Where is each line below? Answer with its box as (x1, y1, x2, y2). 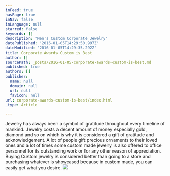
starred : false (5, 27, 38, 32)
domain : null (10, 83, 38, 88)
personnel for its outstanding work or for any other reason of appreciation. (5, 148, 161, 154)
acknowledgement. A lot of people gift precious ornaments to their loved (5, 137, 158, 143)
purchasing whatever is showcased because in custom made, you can (5, 159, 153, 165)
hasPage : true (5, 12, 36, 17)
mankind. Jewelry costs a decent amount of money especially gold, (5, 126, 147, 133)
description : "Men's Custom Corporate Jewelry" (5, 36, 108, 41)
